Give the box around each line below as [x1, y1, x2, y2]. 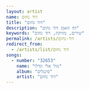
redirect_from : [6, 42, 43, 47]
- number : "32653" [11, 57, 56, 63]
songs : [6, 52, 22, 58]
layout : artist [6, 8, 43, 15]
